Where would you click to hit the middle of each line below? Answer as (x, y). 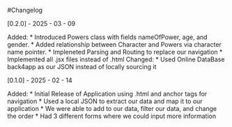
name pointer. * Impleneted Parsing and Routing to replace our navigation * (115, 52)
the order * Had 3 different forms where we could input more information (112, 116)
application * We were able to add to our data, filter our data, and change (112, 109)
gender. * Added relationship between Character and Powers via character (114, 44)
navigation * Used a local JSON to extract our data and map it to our (105, 101)
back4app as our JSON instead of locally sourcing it (82, 67)
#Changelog (25, 10)
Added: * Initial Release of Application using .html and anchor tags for (107, 94)
